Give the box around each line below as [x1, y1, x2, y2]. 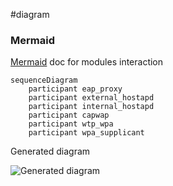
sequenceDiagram [10, 75, 78, 86]
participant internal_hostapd [28, 102, 155, 112]
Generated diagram [10, 145, 91, 158]
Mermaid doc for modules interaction [10, 56, 164, 68]
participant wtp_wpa [28, 119, 114, 129]
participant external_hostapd [28, 93, 155, 103]
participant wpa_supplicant [28, 128, 145, 138]
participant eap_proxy [28, 84, 123, 94]
